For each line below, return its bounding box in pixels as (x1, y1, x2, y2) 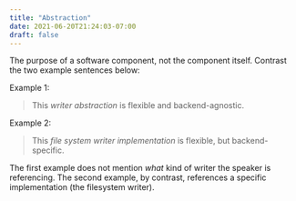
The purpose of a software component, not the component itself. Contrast (9, 55, 287, 66)
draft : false (9, 30, 59, 39)
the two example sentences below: (9, 65, 140, 75)
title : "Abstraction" (9, 13, 92, 23)
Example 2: (9, 117, 52, 128)
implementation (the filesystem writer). (9, 182, 155, 193)
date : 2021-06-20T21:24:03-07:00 (9, 22, 137, 31)
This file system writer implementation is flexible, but (31, 136, 230, 146)
